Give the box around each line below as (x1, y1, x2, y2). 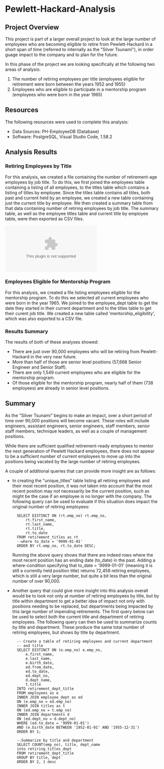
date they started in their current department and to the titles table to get (5, 305, 152, 311)
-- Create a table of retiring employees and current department (17, 639, 153, 644)
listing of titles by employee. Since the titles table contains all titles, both (5, 189, 151, 195)
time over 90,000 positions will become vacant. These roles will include (5, 417, 149, 423)
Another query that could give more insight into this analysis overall (12, 588, 148, 593)
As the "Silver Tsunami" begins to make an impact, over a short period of (5, 412, 152, 418)
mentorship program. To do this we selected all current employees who (5, 295, 149, 300)
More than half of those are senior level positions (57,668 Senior (12, 359, 142, 365)
